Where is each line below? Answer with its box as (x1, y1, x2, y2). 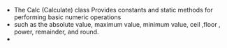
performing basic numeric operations (13, 13, 122, 21)
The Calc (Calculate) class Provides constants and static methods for (13, 6, 213, 14)
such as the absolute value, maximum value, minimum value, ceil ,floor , (13, 21, 221, 28)
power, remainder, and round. (13, 27, 99, 36)
